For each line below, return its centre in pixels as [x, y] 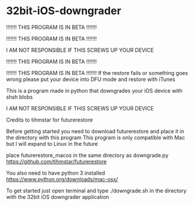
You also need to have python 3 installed [56, 173]
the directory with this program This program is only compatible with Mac [96, 138]
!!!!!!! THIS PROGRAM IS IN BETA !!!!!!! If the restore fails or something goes [97, 73]
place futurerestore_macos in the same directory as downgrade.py [87, 155]
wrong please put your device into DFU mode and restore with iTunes [91, 79]
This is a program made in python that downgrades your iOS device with [94, 90]
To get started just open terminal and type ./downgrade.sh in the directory [96, 191]
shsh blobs [20, 97]
